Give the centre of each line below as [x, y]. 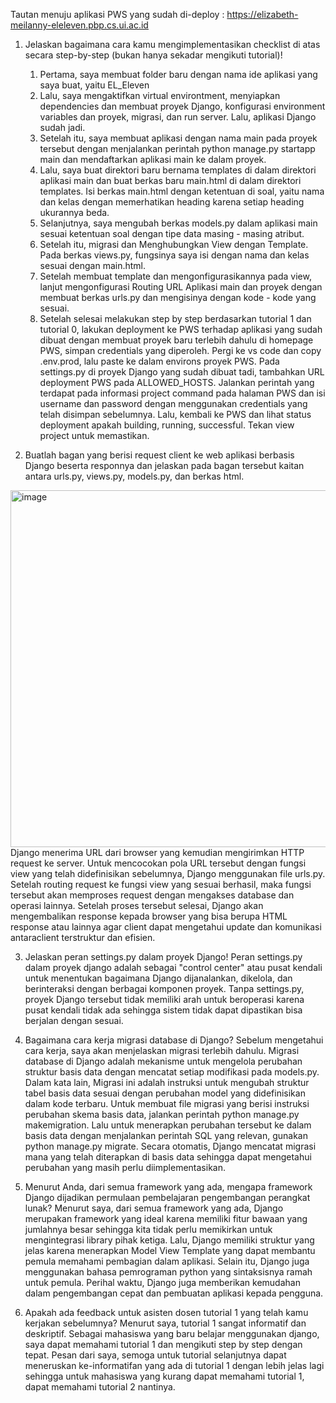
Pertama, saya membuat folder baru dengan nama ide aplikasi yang [178, 74]
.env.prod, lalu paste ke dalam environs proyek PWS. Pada [159, 361]
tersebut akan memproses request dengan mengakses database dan [152, 895]
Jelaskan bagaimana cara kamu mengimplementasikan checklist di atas [172, 44]
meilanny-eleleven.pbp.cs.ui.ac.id [79, 25]
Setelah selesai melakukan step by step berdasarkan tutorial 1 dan [175, 318]
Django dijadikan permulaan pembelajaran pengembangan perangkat [167, 1197]
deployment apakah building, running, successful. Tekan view [167, 425]
